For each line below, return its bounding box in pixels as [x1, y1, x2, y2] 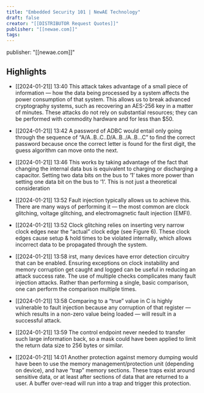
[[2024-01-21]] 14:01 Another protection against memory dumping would [15, 353, 198, 361]
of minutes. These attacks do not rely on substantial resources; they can [15, 109, 197, 116]
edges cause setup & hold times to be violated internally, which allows [15, 234, 192, 242]
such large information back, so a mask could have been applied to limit [15, 335, 197, 342]
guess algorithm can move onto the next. [15, 147, 118, 154]
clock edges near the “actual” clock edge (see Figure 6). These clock [15, 227, 191, 235]
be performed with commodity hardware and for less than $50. [15, 115, 174, 123]
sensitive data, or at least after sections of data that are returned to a [15, 373, 189, 380]
